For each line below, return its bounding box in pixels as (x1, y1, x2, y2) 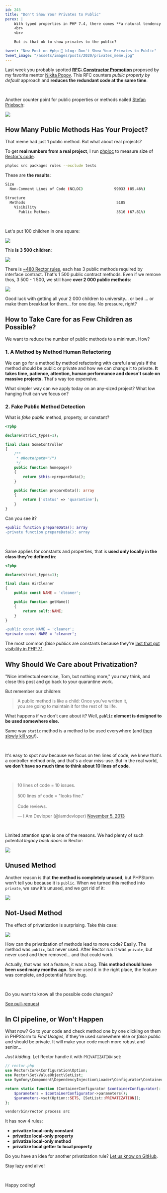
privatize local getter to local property (12, 1144, 93, 1150)
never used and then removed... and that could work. (5, 951, 114, 958)
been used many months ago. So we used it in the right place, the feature (5, 966, 158, 973)
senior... (5, 1044, 22, 1050)
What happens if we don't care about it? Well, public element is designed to (5, 713, 162, 719)
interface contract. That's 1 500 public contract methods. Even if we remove (5, 271, 161, 277)
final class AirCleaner (5, 581, 55, 586)
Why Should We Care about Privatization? (5, 660, 138, 669)
